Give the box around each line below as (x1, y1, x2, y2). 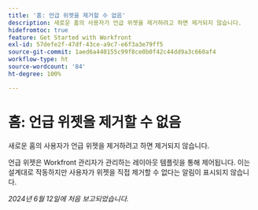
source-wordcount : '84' (8, 63, 87, 71)
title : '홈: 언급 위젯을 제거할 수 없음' (8, 11, 126, 20)
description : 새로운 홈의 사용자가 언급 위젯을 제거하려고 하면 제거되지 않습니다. (8, 19, 242, 27)
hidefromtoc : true (8, 26, 68, 34)
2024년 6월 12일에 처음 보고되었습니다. (8, 193, 129, 203)
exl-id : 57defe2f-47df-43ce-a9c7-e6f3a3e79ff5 (8, 41, 164, 49)
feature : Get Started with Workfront (8, 33, 132, 42)
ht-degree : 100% (8, 70, 61, 78)
